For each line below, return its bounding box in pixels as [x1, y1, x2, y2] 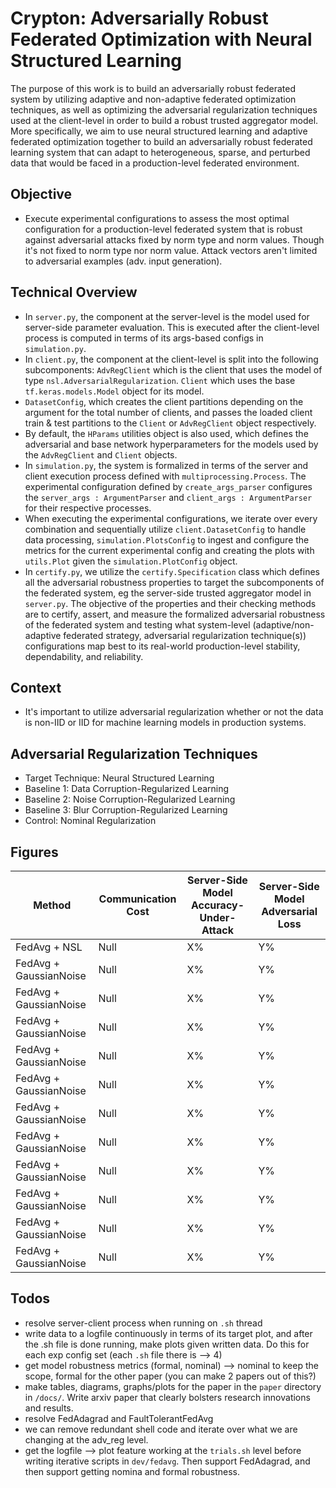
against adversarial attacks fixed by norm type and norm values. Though [24, 233, 325, 246]
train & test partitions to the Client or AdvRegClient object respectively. [24, 417, 317, 429]
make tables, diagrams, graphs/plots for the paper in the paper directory [24, 1380, 322, 1392]
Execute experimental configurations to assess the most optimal [24, 212, 290, 224]
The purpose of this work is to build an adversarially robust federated [10, 82, 296, 94]
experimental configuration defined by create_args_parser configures [24, 480, 313, 492]
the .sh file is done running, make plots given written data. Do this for [24, 1338, 310, 1350]
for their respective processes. [24, 502, 152, 514]
